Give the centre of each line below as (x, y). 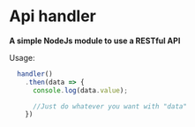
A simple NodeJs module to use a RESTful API (95, 41)
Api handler (53, 16)
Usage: (22, 57)
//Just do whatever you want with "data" (110, 106)
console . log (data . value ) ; (80, 90)
